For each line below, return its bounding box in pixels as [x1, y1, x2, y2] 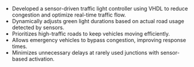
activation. [29, 56, 55, 62]
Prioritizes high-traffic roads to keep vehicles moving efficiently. [11, 30, 171, 37]
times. [11, 43, 28, 50]
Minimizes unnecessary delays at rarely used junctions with [11, 49, 160, 56]
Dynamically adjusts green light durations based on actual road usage [11, 18, 184, 24]
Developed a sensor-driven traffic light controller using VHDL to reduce [11, 5, 189, 12]
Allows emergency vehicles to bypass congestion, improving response [11, 37, 187, 43]
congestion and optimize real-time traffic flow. [11, 11, 126, 18]
